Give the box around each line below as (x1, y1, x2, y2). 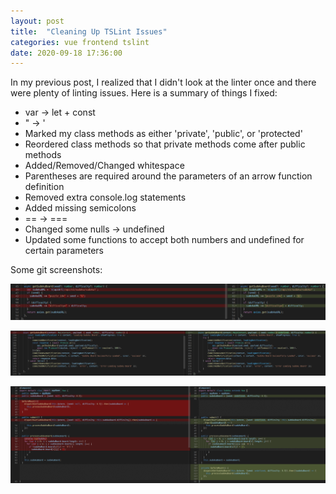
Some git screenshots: (10, 264, 103, 276)
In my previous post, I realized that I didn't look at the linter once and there (10, 76, 317, 89)
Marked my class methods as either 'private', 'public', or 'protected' (24, 128, 303, 140)
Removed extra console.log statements (24, 191, 187, 204)
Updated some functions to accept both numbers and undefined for (24, 234, 305, 246)
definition (24, 181, 65, 193)
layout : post (10, 16, 65, 26)
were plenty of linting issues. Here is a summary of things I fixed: (10, 87, 278, 99)
